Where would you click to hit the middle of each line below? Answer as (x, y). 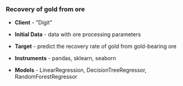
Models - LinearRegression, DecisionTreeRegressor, (80, 70)
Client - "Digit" (33, 23)
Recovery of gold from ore (45, 9)
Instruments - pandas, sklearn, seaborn (65, 58)
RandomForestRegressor (46, 77)
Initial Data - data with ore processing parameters (78, 34)
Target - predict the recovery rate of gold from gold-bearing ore (95, 46)
